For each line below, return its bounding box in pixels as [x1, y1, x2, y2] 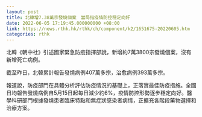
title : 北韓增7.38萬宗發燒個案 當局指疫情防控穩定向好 [6, 14, 131, 21]
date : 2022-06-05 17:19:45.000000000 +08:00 [6, 20, 120, 26]
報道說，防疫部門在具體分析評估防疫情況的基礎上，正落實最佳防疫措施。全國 [6, 82, 197, 89]
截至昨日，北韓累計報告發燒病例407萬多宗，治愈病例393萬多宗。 [6, 69, 169, 76]
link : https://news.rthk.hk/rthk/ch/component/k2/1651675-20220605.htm [6, 25, 190, 32]
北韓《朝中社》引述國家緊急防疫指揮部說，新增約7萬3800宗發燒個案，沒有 [6, 49, 192, 56]
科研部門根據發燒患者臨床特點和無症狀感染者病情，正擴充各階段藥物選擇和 [11, 97, 197, 104]
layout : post [6, 8, 39, 15]
